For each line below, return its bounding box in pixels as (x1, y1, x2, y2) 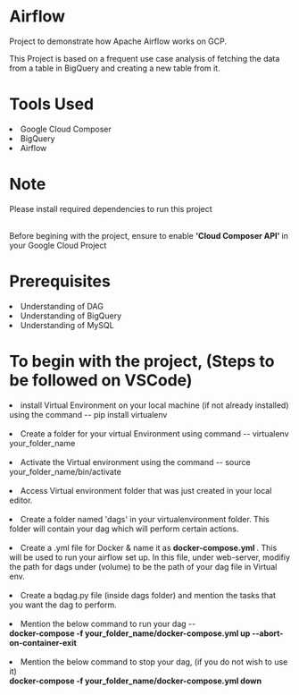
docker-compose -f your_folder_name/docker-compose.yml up (9, 628, 251, 639)
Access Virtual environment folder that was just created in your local (21, 485, 272, 496)
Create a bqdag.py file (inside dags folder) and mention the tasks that (21, 589, 277, 600)
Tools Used (9, 94, 95, 114)
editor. (9, 495, 33, 505)
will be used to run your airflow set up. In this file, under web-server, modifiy (9, 552, 291, 563)
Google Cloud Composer (21, 123, 112, 134)
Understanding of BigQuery (21, 310, 122, 321)
